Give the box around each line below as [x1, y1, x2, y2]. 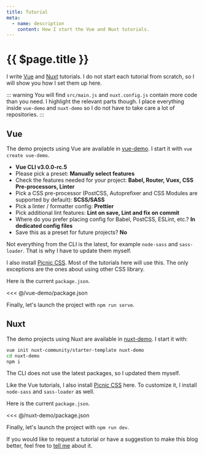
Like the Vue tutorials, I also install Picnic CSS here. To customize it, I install [6, 381, 197, 389]
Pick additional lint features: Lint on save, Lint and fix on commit [15, 209, 179, 216]
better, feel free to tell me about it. [6, 442, 93, 449]
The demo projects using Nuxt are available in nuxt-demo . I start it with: [6, 335, 188, 343]
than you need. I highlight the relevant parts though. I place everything [6, 98, 184, 105]
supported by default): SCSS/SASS [15, 196, 105, 203]
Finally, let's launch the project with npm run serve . [6, 301, 135, 308]
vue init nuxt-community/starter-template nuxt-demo [6, 347, 144, 353]
